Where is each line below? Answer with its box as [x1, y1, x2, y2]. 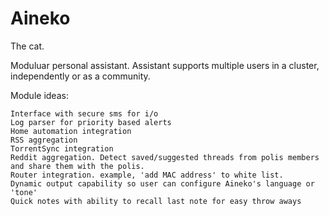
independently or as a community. [10, 70, 151, 82]
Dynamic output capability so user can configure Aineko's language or [10, 178, 315, 189]
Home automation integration [10, 126, 132, 136]
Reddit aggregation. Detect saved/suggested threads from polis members [10, 152, 320, 162]
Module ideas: [10, 89, 69, 101]
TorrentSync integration [10, 143, 114, 154]
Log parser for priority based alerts [10, 117, 172, 127]
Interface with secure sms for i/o [10, 108, 159, 119]
